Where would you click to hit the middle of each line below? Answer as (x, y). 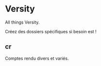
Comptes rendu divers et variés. (37, 58)
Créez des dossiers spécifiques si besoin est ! (51, 31)
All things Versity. (22, 22)
